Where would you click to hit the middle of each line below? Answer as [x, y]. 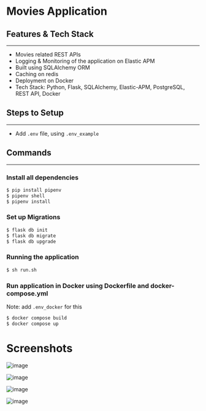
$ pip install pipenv [34, 190]
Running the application [43, 257]
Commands [29, 153]
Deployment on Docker [44, 80]
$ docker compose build [37, 318]
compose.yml [27, 293]
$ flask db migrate [31, 236]
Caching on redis [37, 74]
